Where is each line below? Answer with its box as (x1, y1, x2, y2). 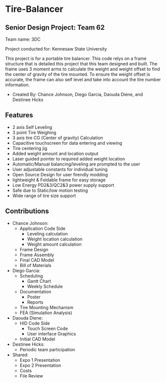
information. (5, 82, 30, 88)
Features (5, 111, 33, 119)
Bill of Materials (19, 262, 52, 268)
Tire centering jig (12, 145, 48, 151)
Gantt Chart (27, 278, 51, 284)
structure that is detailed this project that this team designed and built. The (5, 61, 158, 66)
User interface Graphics (27, 330, 76, 336)
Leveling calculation (27, 230, 68, 236)
